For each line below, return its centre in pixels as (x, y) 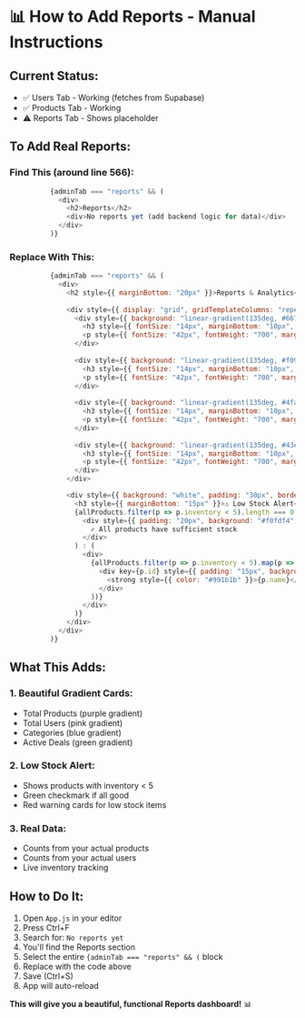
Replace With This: (52, 257)
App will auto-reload (61, 985)
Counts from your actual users (79, 858)
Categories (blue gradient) (72, 732)
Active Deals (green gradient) (78, 742)
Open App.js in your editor (72, 918)
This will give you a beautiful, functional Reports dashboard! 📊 (131, 1003)
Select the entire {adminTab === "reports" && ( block (123, 956)
